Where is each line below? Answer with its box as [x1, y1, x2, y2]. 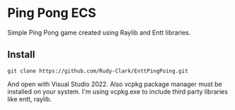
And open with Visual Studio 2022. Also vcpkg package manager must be [7, 80, 222, 88]
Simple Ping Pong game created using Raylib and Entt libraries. [7, 28, 191, 37]
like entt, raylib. [7, 94, 52, 103]
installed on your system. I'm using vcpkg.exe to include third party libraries [7, 87, 229, 96]
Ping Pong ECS [7, 5, 97, 21]
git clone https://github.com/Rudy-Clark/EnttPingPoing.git [7, 67, 189, 75]
